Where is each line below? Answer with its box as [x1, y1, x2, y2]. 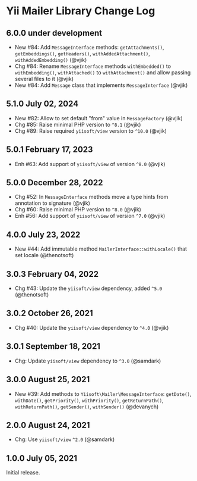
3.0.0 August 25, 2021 [6, 374, 90, 385]
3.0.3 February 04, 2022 [6, 269, 99, 279]
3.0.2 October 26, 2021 [6, 308, 93, 318]
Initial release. [6, 469, 40, 476]
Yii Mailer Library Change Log [6, 4, 155, 18]
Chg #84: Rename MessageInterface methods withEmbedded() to [14, 63, 171, 70]
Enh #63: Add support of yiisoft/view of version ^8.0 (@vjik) [14, 160, 166, 167]
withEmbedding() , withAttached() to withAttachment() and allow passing [14, 69, 191, 76]
